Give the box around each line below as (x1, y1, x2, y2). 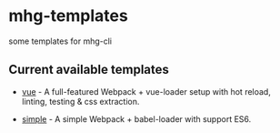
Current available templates (8, 62, 170, 77)
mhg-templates (8, 5, 128, 26)
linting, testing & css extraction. (21, 96, 140, 107)
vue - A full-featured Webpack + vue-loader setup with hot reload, (21, 86, 272, 97)
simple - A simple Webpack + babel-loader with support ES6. (21, 113, 252, 124)
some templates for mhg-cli (8, 36, 113, 46)
